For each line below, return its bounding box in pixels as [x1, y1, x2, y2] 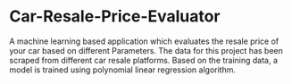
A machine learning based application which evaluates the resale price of [9, 36, 279, 46]
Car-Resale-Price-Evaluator [9, 6, 221, 27]
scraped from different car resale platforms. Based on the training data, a [9, 55, 279, 65]
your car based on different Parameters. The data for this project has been [9, 45, 283, 55]
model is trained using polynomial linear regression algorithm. [9, 64, 237, 75]
